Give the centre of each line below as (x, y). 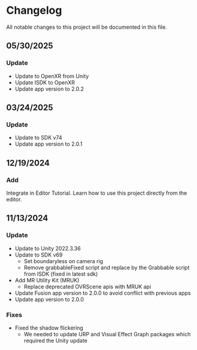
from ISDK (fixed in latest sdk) (61, 274)
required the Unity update (56, 340)
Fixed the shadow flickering (49, 328)
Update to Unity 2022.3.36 (48, 248)
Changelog (34, 10)
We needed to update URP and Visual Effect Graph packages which (107, 334)
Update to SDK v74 (38, 138)
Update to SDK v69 (39, 255)
